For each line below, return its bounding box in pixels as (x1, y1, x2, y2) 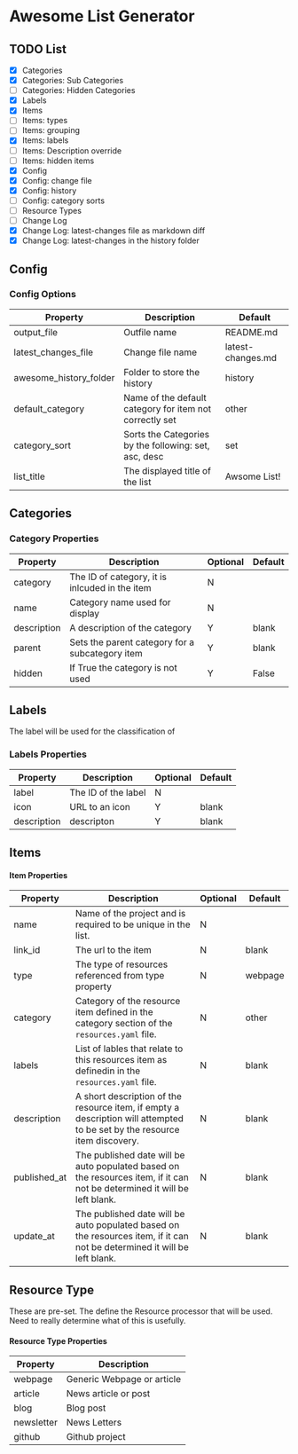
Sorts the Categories (123, 428, 210, 440)
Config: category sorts (21, 195, 105, 206)
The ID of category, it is (69, 570, 167, 583)
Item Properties (9, 869, 68, 880)
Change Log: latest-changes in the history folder (21, 235, 200, 246)
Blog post (66, 1402, 106, 1414)
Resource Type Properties (9, 1335, 108, 1346)
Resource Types (21, 205, 82, 216)
